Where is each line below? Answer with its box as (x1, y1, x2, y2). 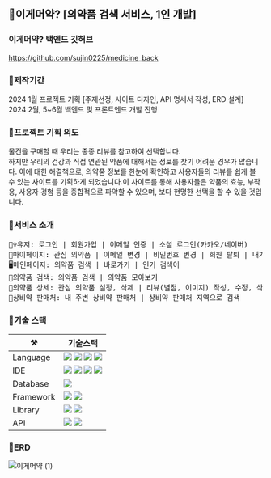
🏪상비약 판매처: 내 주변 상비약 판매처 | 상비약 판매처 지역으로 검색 (8, 293, 240, 302)
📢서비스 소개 (8, 219, 54, 231)
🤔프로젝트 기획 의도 (8, 126, 79, 137)
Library (12, 404, 40, 415)
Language (12, 351, 51, 362)
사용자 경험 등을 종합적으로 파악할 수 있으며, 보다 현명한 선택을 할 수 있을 (19, 187, 248, 197)
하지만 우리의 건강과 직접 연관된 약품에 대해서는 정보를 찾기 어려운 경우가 (8, 157, 237, 167)
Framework (12, 391, 56, 402)
